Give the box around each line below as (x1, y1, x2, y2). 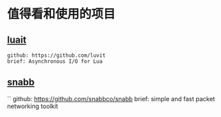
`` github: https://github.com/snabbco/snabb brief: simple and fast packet (7, 94, 216, 103)
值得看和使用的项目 (7, 6, 116, 22)
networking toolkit (7, 102, 58, 110)
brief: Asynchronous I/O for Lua (7, 58, 103, 65)
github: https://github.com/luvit (7, 52, 106, 59)
